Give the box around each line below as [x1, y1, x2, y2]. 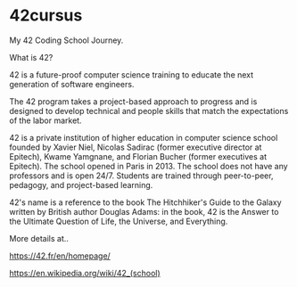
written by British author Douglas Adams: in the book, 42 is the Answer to [9, 206, 279, 217]
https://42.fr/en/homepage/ [9, 250, 111, 261]
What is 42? [9, 52, 54, 62]
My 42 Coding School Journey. [9, 35, 124, 45]
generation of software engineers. [9, 78, 135, 89]
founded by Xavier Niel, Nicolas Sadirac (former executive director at [9, 142, 262, 152]
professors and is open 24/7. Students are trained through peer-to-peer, [9, 170, 274, 181]
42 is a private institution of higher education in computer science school [9, 132, 278, 143]
